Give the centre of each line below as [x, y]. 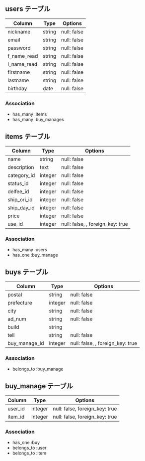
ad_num [17, 319]
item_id [16, 417]
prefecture [20, 303]
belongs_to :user [29, 448]
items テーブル [28, 136]
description [21, 167]
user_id [16, 409]
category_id [21, 175]
